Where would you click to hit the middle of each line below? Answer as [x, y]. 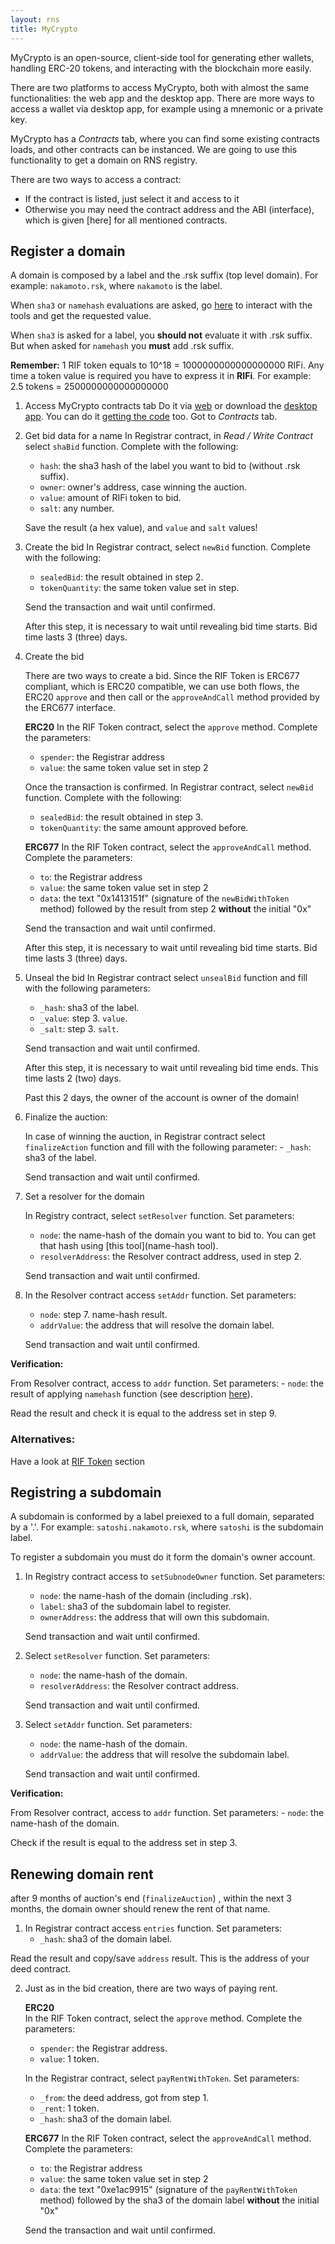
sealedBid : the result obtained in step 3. [121, 817]
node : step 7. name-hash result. [103, 1315]
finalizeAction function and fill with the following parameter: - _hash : [168, 1147]
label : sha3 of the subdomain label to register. [135, 1607]
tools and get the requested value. [81, 316]
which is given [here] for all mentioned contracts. [126, 220]
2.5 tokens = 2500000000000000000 [89, 387]
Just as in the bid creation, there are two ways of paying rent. [151, 1988]
